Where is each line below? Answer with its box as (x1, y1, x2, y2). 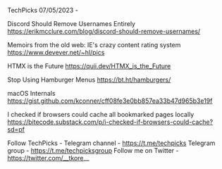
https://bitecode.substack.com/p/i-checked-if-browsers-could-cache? (7, 118, 214, 126)
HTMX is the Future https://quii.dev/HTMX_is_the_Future (7, 62, 171, 70)
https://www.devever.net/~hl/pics (7, 49, 105, 56)
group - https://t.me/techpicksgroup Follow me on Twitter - (7, 146, 179, 154)
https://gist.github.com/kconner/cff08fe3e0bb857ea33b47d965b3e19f (7, 96, 213, 105)
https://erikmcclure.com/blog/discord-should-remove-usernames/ (7, 27, 201, 35)
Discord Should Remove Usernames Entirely (7, 20, 136, 27)
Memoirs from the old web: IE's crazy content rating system (7, 41, 181, 49)
